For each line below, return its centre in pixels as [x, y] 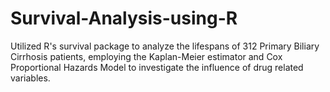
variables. [30, 78]
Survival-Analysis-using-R [124, 18]
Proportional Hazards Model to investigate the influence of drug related [157, 67]
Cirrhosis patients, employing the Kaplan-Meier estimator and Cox [146, 56]
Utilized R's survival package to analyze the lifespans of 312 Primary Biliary [165, 46]
